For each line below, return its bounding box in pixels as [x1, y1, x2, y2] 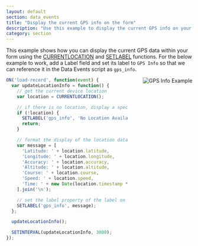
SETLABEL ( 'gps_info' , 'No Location [21, 115, 110, 121]
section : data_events [6, 14, 60, 20]
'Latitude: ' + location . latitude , [21, 148, 110, 154]
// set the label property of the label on [17, 197, 126, 203]
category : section [6, 31, 51, 37]
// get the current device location [17, 88, 108, 94]
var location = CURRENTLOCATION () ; [17, 93, 105, 99]
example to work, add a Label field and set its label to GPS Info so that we [6, 60, 185, 67]
